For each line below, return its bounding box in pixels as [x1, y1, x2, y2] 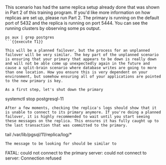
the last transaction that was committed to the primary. [5, 123, 128, 128]
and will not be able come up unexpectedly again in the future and [5, 61, 150, 66]
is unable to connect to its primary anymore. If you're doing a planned [5, 110, 162, 115]
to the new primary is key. [5, 79, 64, 83]
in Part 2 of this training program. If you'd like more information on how [5, 9, 151, 15]
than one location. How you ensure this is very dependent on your [5, 70, 148, 75]
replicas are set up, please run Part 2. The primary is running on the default [5, 15, 160, 20]
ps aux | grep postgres [5, 35, 55, 40]
